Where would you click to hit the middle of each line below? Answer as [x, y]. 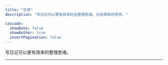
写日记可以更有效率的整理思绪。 [38, 52]
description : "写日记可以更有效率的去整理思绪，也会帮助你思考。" [67, 14]
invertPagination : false [35, 37]
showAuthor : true [28, 33]
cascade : [14, 23]
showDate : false [26, 28]
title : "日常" [19, 10]
